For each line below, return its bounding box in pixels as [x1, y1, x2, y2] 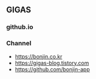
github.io [6, 23, 34, 31]
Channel [6, 39, 32, 48]
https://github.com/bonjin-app [14, 66, 90, 73]
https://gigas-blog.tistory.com [14, 59, 89, 66]
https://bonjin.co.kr [14, 52, 63, 60]
